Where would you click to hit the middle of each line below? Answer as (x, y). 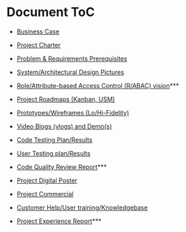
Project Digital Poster (47, 180)
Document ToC (51, 12)
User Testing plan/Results (54, 153)
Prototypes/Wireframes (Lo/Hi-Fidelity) (73, 113)
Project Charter (38, 45)
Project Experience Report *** (59, 221)
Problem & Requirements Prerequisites (72, 58)
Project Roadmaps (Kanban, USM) (66, 99)
